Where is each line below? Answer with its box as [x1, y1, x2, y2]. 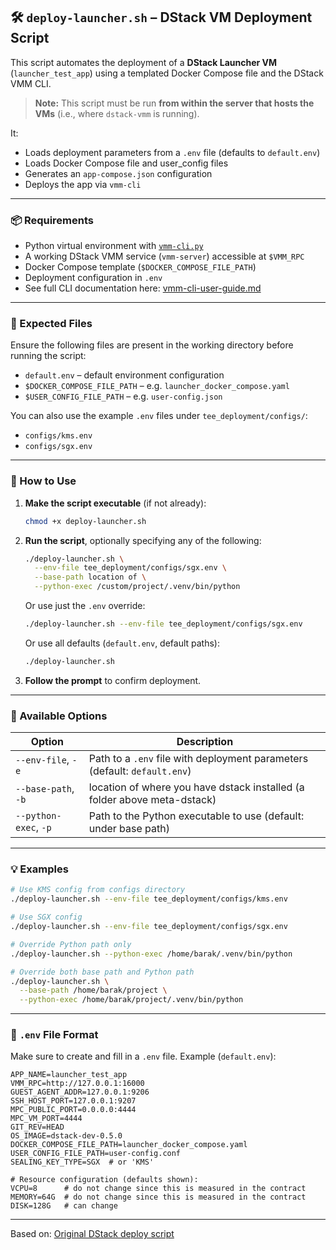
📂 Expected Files [10, 317, 93, 331]
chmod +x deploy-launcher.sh [24, 516, 147, 526]
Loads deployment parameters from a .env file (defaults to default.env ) [24, 146, 321, 158]
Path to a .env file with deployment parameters [88, 752, 309, 766]
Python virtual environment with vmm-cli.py [24, 240, 204, 252]
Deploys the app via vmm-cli [24, 178, 142, 190]
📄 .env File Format [10, 1028, 99, 1042]
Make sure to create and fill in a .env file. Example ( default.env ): [10, 1050, 277, 1063]
